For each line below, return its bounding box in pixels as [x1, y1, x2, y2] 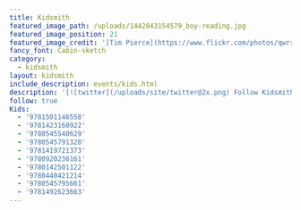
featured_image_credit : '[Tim [9, 38, 123, 47]
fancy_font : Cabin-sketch [9, 46, 106, 55]
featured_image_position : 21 [9, 29, 118, 38]
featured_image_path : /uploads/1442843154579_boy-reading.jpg [9, 21, 246, 30]
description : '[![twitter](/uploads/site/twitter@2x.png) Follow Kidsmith [9, 88, 295, 97]
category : [9, 55, 47, 63]
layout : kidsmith [9, 71, 74, 80]
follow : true [9, 96, 58, 105]
